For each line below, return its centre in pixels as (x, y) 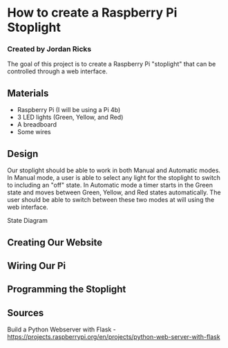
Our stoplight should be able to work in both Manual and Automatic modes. (114, 170)
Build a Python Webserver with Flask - (61, 329)
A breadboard (37, 125)
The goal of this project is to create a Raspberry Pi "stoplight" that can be (112, 64)
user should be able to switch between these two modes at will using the (111, 200)
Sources (26, 313)
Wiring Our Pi (37, 265)
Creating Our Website (55, 242)
